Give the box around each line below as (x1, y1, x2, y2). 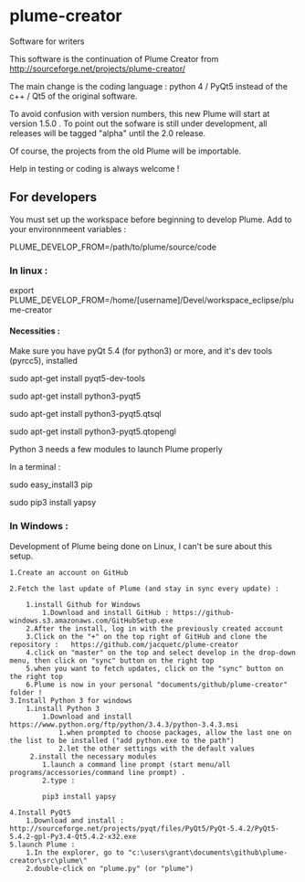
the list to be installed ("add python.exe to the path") (9, 736, 235, 745)
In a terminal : (9, 462, 61, 473)
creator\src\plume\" (9, 855, 89, 865)
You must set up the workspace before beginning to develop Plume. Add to (9, 214, 292, 225)
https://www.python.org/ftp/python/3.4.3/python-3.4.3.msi (9, 719, 239, 729)
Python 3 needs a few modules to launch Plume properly (9, 444, 224, 455)
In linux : (9, 264, 48, 277)
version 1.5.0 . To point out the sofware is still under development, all (9, 118, 268, 129)
